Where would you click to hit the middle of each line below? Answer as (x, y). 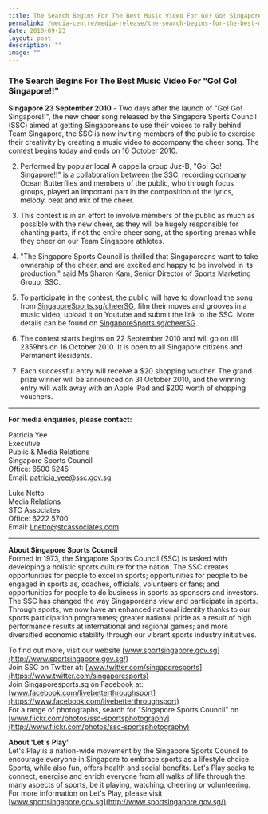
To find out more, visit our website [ (67, 650)
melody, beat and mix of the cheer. (77, 200)
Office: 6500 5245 (39, 469)
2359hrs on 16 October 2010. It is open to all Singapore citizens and (131, 347)
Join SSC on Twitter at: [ (48, 668)
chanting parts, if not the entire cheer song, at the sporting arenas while (138, 233)
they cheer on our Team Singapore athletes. (92, 241)
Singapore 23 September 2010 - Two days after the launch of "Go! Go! (126, 108)
